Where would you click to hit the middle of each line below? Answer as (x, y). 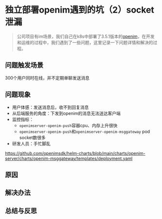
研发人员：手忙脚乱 (31, 143)
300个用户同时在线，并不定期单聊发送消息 (47, 78)
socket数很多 (32, 137)
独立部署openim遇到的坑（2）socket (80, 10)
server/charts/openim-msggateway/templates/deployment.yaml (69, 158)
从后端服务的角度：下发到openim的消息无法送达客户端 (66, 113)
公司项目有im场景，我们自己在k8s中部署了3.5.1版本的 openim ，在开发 (86, 36)
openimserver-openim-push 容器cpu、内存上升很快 (68, 125)
